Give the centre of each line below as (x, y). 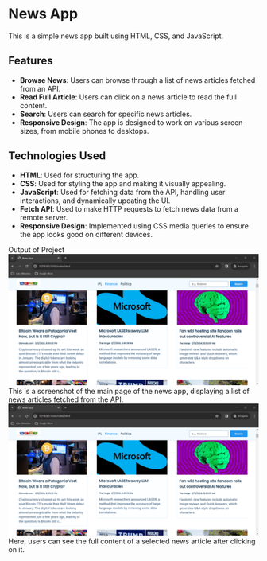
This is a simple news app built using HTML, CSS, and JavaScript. (116, 36)
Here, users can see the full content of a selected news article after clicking (132, 541)
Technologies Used (57, 156)
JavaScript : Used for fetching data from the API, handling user (122, 192)
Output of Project (37, 249)
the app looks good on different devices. (86, 234)
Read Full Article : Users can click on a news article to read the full (128, 97)
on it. (17, 550)
